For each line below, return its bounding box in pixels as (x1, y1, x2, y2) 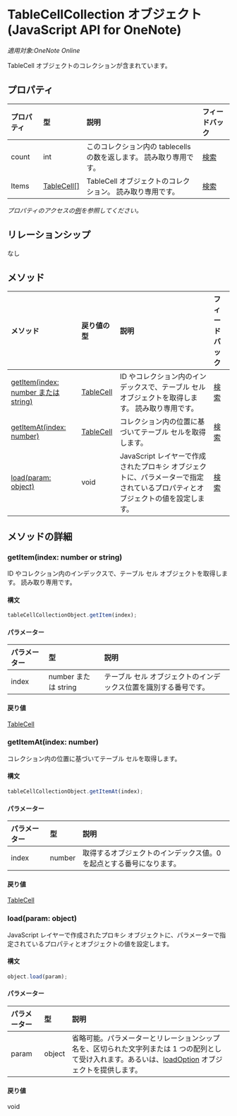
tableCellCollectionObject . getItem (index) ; (7, 612, 138, 619)
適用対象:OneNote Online (7, 46, 80, 54)
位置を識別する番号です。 (125, 682, 209, 692)
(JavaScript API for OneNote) (7, 22, 182, 38)
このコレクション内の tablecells (86, 141, 191, 151)
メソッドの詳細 (7, 530, 73, 542)
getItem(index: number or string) (7, 552, 123, 562)
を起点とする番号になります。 (82, 859, 181, 868)
